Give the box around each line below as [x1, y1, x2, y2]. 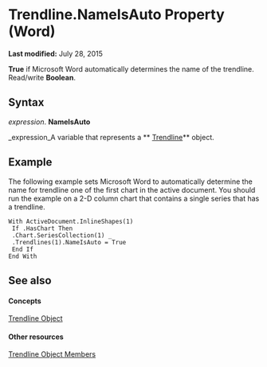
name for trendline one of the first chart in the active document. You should [8, 185, 256, 194]
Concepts [8, 296, 41, 306]
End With [8, 252, 37, 260]
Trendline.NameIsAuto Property [8, 6, 225, 24]
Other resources [8, 332, 64, 342]
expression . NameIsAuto [8, 117, 91, 127]
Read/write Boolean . [8, 72, 76, 82]
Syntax [8, 96, 45, 109]
